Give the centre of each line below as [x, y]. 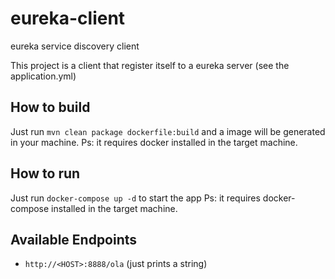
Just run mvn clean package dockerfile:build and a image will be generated [168, 131]
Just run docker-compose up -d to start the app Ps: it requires [135, 198]
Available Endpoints [74, 239]
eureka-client [68, 18]
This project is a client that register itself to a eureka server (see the [150, 65]
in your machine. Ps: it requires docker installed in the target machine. [154, 142]
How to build [50, 107]
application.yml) [43, 76]
